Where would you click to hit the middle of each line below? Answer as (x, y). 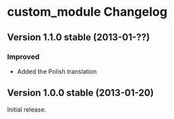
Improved (23, 57)
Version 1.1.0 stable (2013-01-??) (78, 37)
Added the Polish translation (57, 71)
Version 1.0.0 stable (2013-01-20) (80, 93)
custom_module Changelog (87, 12)
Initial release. (27, 109)
